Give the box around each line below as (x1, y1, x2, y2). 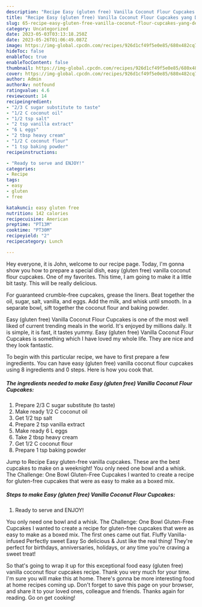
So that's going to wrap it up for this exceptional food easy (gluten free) (6, 562, 183, 569)
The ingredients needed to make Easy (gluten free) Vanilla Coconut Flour (6, 380, 192, 387)
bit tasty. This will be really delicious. (6, 279, 97, 287)
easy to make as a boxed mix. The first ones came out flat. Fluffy (6, 531, 167, 538)
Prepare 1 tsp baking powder (14, 446, 86, 454)
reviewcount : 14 (6, 93, 47, 99)
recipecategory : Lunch (6, 239, 63, 245)
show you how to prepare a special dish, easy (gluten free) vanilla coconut (6, 266, 191, 274)
